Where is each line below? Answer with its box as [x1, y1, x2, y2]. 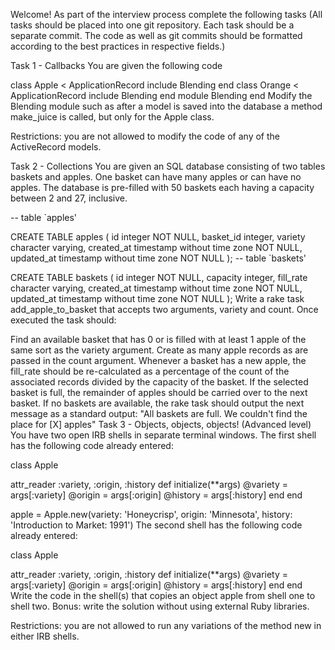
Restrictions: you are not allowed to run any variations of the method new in [10, 620, 322, 631]
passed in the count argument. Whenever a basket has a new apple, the [10, 355, 307, 366]
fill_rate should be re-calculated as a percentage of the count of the [10, 365, 290, 377]
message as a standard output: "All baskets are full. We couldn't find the [10, 408, 308, 419]
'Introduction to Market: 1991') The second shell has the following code [10, 519, 303, 531]
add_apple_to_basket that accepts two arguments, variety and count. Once [10, 304, 319, 315]
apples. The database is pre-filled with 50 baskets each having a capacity [10, 182, 315, 193]
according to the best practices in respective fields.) [10, 40, 226, 52]
